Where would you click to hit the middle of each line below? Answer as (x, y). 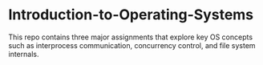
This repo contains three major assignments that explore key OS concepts (131, 37)
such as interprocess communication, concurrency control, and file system (132, 45)
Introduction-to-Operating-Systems (131, 15)
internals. (24, 54)
